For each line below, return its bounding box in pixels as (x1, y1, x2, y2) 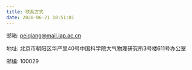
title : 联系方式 (6, 8, 44, 15)
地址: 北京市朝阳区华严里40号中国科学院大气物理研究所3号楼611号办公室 (6, 45, 187, 52)
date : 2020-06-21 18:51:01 (6, 14, 74, 21)
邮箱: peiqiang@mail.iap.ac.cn (6, 31, 82, 39)
